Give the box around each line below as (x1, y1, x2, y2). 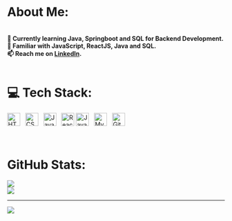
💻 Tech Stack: (7, 85, 93, 101)
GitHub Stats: (7, 157, 86, 173)
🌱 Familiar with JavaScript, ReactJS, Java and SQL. (7, 41, 157, 50)
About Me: (7, 4, 69, 20)
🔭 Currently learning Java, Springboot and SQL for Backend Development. (7, 34, 224, 42)
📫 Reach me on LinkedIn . (7, 49, 82, 57)
